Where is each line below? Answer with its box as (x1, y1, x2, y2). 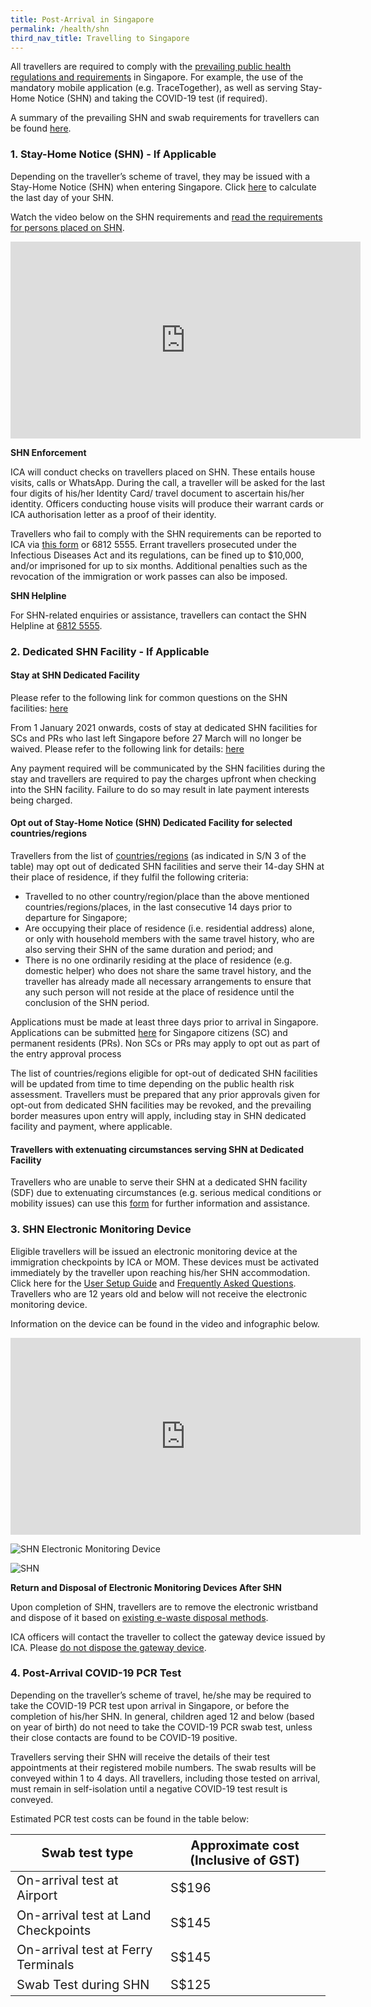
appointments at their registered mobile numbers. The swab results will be (10, 1761, 317, 1773)
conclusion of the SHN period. (24, 997, 150, 1008)
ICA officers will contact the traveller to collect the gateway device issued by (10, 1631, 326, 1643)
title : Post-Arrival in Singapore (10, 14, 155, 25)
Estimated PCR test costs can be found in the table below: (10, 1812, 250, 1825)
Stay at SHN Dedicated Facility (10, 669, 140, 681)
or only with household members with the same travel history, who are (24, 933, 315, 945)
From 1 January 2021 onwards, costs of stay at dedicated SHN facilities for (10, 721, 318, 733)
